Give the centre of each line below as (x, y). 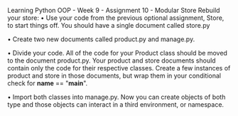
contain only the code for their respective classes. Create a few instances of (119, 68)
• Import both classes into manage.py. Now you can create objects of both (117, 97)
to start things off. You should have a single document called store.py (109, 25)
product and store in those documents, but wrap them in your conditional (114, 75)
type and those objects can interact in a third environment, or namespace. (116, 105)
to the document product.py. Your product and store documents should (112, 60)
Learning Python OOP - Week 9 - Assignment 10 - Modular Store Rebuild (114, 10)
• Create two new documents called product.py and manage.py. (101, 39)
